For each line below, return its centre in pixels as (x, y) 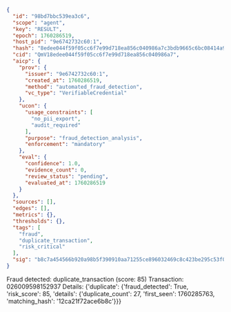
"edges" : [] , (31, 209)
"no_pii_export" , (56, 118)
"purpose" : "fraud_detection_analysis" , (83, 138)
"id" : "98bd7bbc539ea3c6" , (51, 16)
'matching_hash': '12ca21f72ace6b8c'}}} (64, 301)
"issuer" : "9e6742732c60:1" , (67, 74)
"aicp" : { (27, 61)
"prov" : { (33, 67)
